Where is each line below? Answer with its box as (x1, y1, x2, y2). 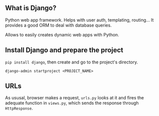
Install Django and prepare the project (5, 46, 124, 55)
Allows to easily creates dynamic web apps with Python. (5, 31, 120, 37)
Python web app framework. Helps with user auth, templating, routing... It (5, 17, 154, 23)
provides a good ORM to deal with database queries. (5, 22, 112, 28)
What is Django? (5, 4, 57, 12)
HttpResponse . (5, 105, 33, 111)
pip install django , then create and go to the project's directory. (5, 59, 138, 65)
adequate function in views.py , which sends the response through (5, 100, 139, 106)
